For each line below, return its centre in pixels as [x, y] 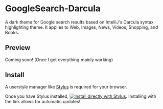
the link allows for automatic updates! [43, 101]
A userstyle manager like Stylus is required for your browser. [66, 87]
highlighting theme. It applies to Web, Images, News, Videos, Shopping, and [81, 27]
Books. [12, 32]
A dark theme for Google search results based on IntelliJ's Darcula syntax [79, 22]
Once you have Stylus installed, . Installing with [81, 96]
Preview [18, 48]
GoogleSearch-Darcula [53, 9]
